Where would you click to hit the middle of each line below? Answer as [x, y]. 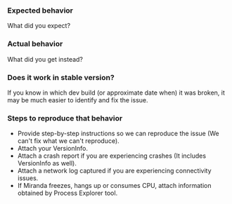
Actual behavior [35, 44]
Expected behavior [40, 11]
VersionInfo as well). [47, 163]
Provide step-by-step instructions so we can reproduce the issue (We [118, 134]
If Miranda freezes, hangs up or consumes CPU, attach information [115, 186]
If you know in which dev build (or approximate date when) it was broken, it [116, 93]
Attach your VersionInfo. [53, 149]
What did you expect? [39, 26]
